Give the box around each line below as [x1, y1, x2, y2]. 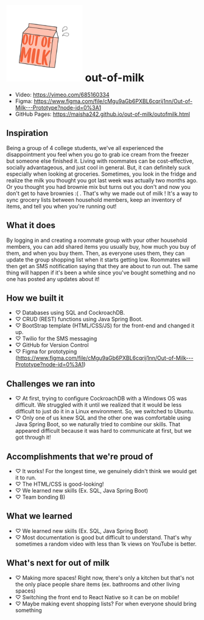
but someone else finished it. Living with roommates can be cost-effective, [6, 157, 194, 165]
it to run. [15, 474, 37, 481]
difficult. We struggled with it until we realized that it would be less [15, 401, 182, 408]
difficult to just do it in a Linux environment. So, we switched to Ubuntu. [15, 408, 195, 415]
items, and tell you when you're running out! [6, 202, 117, 210]
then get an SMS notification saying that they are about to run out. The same [6, 262, 199, 269]
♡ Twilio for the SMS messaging [15, 335, 97, 343]
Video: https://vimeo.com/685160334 [15, 91, 110, 98]
